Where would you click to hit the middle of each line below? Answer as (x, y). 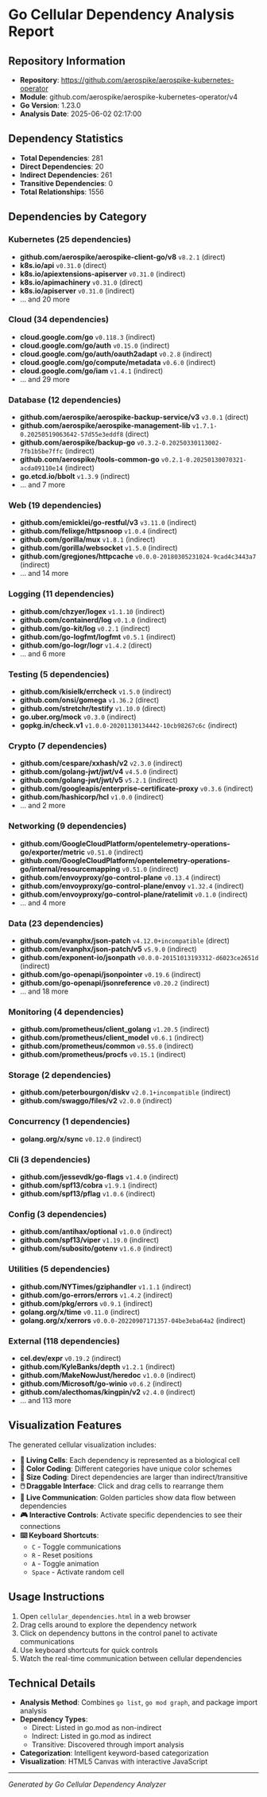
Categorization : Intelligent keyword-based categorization (114, 1753)
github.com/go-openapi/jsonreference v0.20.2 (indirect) (115, 982)
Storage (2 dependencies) (60, 1075)
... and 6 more (43, 653)
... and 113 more (45, 1400)
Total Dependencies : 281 (61, 158)
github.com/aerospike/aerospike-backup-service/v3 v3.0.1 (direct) (134, 417)
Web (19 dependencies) (55, 505)
